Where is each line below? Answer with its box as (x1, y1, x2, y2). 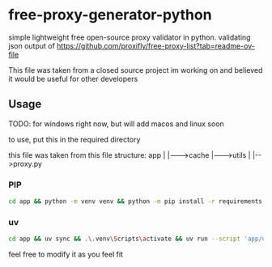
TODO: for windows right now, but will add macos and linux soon (8, 119, 224, 129)
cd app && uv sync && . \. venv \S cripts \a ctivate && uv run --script (8, 235, 241, 244)
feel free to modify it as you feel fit (8, 249, 124, 260)
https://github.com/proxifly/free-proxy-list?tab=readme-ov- (56, 40, 255, 50)
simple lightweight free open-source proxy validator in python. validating (8, 32, 251, 42)
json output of (8, 40, 55, 50)
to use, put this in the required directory (8, 134, 141, 144)
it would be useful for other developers (8, 74, 138, 83)
